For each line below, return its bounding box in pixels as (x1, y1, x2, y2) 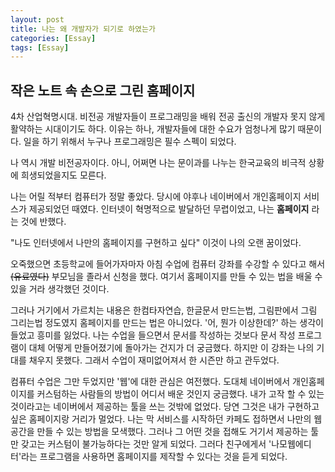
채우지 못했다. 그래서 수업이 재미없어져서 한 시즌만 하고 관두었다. (28, 354, 280, 366)
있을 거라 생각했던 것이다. (10, 283, 110, 295)
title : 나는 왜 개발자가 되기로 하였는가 (10, 24, 156, 34)
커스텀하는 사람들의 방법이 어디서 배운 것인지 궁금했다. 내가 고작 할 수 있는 (36, 388, 325, 400)
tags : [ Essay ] (10, 42, 70, 53)
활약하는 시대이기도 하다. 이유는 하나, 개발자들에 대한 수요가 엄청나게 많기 (10, 123, 296, 135)
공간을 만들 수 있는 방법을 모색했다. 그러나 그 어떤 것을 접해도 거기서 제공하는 (10, 426, 309, 438)
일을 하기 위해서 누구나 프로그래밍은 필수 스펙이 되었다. (23, 136, 237, 148)
